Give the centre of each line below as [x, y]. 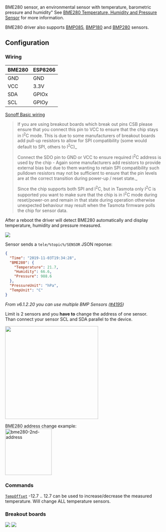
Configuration [27, 43]
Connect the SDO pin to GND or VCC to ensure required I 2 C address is [89, 157]
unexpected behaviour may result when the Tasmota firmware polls [86, 205]
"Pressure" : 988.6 [33, 276]
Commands [19, 485]
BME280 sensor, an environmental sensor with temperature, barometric [78, 7]
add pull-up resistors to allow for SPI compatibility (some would [82, 141]
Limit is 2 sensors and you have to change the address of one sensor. [76, 314]
